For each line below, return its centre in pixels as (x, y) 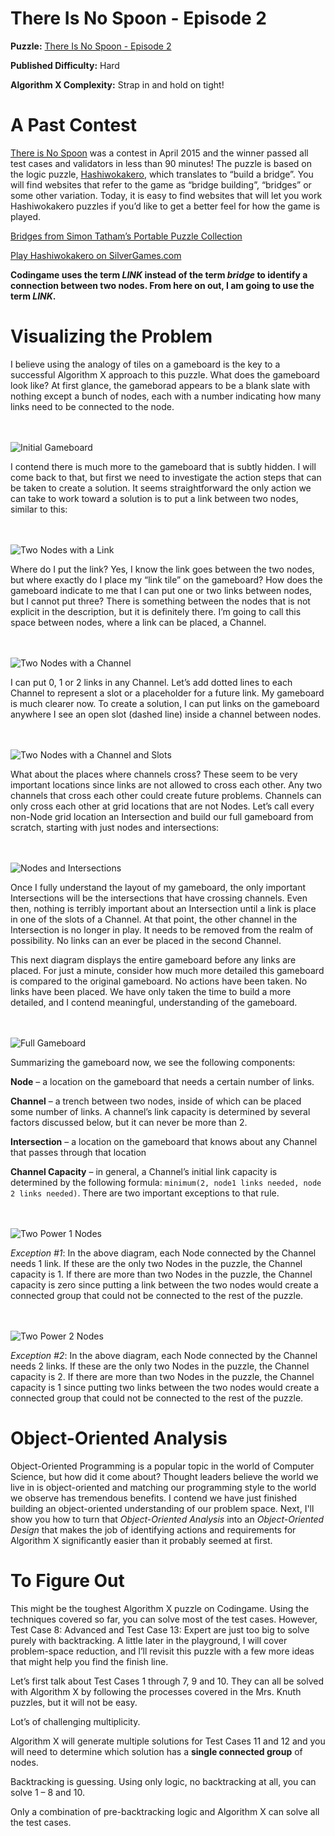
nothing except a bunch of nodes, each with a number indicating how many (166, 396)
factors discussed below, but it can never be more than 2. (129, 1122)
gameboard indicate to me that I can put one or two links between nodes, (161, 590)
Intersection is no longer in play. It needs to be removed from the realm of (162, 929)
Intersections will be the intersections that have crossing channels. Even (159, 898)
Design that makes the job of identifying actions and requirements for (153, 1529)
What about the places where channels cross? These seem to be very (154, 774)
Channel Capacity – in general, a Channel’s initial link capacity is (144, 1171)
